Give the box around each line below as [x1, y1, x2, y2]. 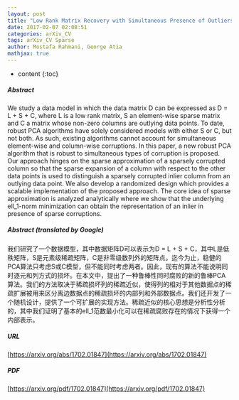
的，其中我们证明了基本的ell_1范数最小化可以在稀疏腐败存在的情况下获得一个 [7, 306, 231, 315]
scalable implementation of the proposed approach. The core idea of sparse [7, 186, 231, 195]
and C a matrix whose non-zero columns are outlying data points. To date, [7, 119, 225, 127]
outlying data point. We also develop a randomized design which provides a [7, 179, 230, 188]
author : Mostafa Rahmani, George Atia [7, 43, 122, 50]
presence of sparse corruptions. [7, 209, 102, 217]
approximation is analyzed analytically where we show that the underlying [7, 194, 224, 202]
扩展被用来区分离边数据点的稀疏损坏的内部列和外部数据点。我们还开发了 [13, 288, 225, 297]
